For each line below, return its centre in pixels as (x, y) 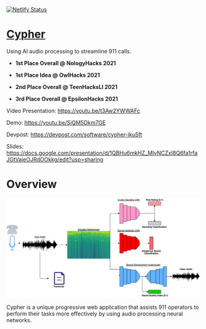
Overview (32, 184)
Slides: (15, 146)
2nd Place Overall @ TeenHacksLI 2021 (66, 87)
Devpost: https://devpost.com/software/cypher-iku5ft (74, 134)
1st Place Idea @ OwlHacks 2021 (57, 75)
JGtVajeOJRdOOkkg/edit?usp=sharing (55, 159)
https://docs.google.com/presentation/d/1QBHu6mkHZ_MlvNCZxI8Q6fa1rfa (102, 153)
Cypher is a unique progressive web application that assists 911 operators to (103, 308)
